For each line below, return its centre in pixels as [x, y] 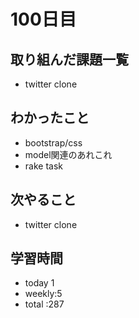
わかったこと [50, 118]
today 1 [39, 283]
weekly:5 [43, 294]
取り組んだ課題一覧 [69, 59]
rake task [43, 166]
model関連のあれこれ [68, 154]
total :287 [44, 304]
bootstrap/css [53, 142]
